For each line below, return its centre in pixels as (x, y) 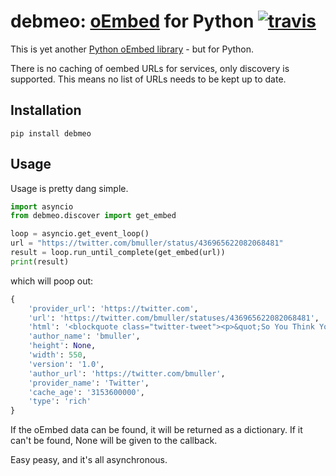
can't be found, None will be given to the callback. (114, 441)
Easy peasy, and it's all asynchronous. (89, 460)
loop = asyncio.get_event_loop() (80, 234)
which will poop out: (52, 281)
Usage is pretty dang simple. (69, 188)
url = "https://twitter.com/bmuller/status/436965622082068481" (147, 243)
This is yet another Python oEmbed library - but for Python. (132, 49)
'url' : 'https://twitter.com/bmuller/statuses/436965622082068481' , (174, 318)
